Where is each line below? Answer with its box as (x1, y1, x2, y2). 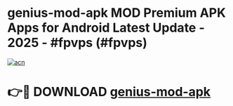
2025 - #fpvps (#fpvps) (7, 35, 147, 51)
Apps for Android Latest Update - (7, 20, 205, 36)
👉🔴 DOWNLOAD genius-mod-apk (7, 84, 211, 100)
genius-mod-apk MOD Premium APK (7, 5, 226, 21)
